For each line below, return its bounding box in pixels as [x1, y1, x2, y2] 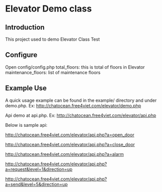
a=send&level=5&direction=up [5, 181, 68, 187]
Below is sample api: [5, 122, 47, 128]
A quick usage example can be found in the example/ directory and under [5, 97, 157, 103]
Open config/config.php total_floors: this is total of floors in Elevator [5, 64, 145, 70]
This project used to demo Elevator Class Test [5, 36, 100, 42]
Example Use [5, 84, 47, 93]
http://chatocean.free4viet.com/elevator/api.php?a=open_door [5, 131, 134, 138]
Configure [5, 51, 37, 59]
